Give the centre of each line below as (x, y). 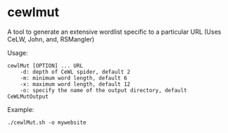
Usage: (18, 53)
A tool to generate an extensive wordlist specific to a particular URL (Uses (114, 32)
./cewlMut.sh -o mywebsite (47, 122)
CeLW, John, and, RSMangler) (51, 39)
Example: (21, 109)
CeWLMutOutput (28, 96)
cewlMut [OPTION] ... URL (45, 65)
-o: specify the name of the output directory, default (104, 90)
